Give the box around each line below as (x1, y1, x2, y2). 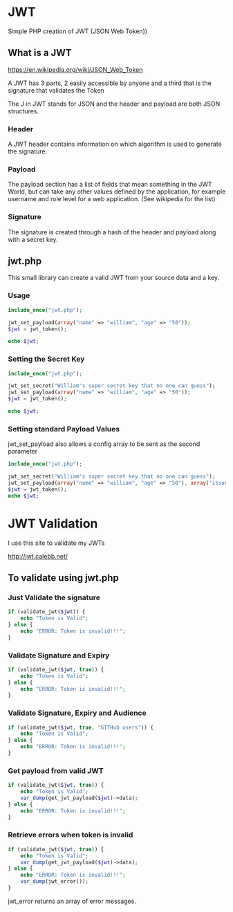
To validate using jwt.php (8, 572, 120, 584)
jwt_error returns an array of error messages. (8, 897, 137, 905)
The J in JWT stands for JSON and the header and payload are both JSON (8, 100, 221, 108)
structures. (8, 106, 39, 115)
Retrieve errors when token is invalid (8, 830, 133, 840)
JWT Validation (8, 516, 98, 531)
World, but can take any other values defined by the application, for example (8, 187, 226, 196)
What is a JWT (8, 47, 72, 59)
